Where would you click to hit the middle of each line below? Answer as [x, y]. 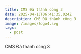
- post [16, 32]
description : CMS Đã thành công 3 [41, 19]
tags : [11, 28]
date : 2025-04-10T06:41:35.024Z [38, 14]
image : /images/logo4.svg [32, 23]
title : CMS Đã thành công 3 [34, 10]
